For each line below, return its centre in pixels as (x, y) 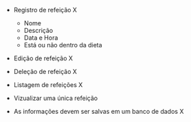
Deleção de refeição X (45, 72)
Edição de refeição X (43, 58)
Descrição (38, 30)
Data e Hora (41, 38)
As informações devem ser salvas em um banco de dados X (99, 111)
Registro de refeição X (45, 10)
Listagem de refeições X (48, 85)
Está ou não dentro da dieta (63, 45)
